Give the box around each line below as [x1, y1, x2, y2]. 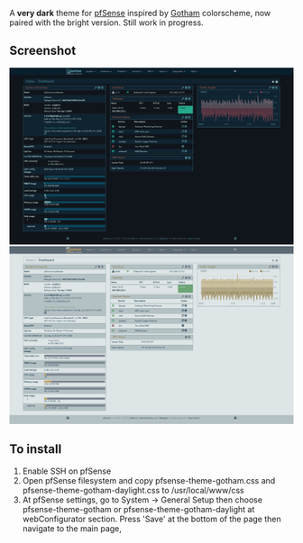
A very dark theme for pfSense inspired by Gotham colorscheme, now [9, 8, 271, 18]
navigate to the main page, [22, 522, 122, 534]
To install [9, 441, 62, 457]
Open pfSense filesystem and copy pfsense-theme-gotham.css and [22, 475, 276, 485]
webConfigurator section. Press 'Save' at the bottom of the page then [22, 513, 281, 524]
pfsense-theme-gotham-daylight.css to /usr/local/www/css [22, 484, 245, 495]
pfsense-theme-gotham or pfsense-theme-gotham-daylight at [22, 503, 255, 514]
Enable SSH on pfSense [22, 466, 112, 476]
